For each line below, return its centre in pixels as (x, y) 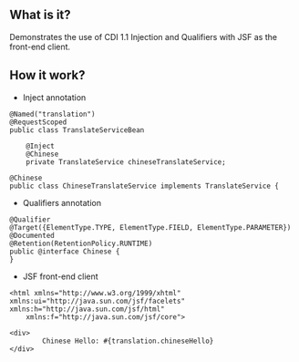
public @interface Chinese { (65, 251)
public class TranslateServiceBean (77, 130)
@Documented (32, 235)
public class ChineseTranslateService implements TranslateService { (144, 186)
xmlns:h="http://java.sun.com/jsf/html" (88, 309)
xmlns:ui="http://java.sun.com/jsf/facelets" (97, 301)
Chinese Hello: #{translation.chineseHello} (128, 341)
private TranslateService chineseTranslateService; (126, 162)
